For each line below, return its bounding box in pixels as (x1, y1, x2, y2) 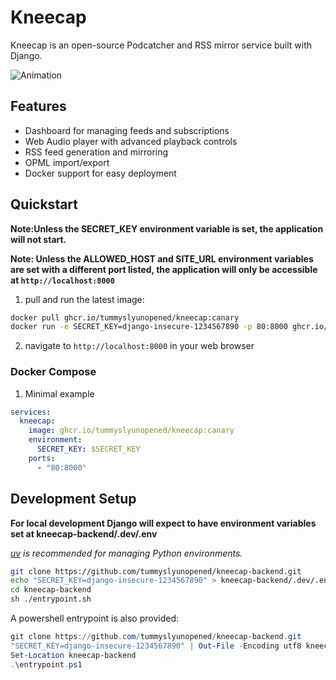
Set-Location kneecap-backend (10, 650, 137, 660)
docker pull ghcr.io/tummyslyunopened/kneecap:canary (10, 312, 240, 323)
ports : (28, 453, 56, 463)
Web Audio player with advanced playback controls (24, 135, 238, 147)
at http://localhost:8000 (10, 274, 115, 286)
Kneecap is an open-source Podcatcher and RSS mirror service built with (10, 39, 313, 51)
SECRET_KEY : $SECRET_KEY (36, 444, 141, 455)
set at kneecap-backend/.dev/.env (10, 527, 158, 540)
